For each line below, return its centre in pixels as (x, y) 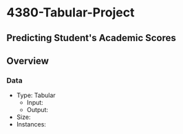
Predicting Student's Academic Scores (91, 38)
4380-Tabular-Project (71, 13)
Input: (35, 103)
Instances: (31, 124)
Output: (37, 110)
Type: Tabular (36, 95)
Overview (28, 61)
